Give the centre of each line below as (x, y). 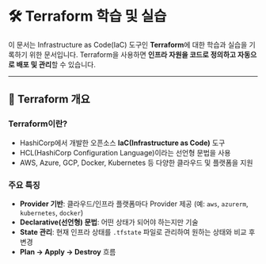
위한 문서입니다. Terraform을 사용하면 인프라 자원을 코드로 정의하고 (132, 54)
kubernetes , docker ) (51, 212)
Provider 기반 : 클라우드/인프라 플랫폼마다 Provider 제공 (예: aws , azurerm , (134, 204)
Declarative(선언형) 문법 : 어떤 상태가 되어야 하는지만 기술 (109, 222)
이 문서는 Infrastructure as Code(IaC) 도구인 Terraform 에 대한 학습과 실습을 (128, 44)
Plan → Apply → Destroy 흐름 (68, 251)
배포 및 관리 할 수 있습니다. (56, 64)
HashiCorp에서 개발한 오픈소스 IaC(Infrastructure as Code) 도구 (122, 143)
